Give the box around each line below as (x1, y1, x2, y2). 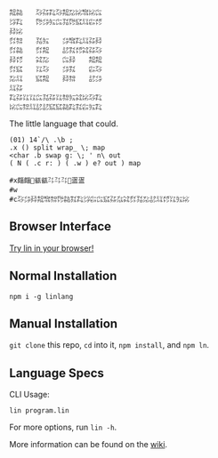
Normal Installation (9, 269, 117, 284)
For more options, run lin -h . (9, 422, 117, 433)
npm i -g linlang (9, 292, 74, 301)
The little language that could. (9, 118, 118, 129)
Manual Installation (9, 317, 118, 332)
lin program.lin (9, 406, 69, 415)
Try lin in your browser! (9, 243, 94, 253)
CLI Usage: (9, 390, 51, 400)
